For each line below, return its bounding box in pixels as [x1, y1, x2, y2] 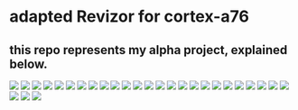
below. [9, 56, 48, 71]
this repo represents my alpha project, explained [9, 42, 288, 58]
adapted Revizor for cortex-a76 [9, 6, 250, 27]
